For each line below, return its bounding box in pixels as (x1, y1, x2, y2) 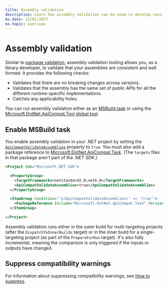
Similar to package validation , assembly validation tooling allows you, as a (5, 60, 157, 66)
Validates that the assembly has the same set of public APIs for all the (12, 85, 156, 91)
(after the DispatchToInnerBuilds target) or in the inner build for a (5, 229, 139, 235)
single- (140, 229, 155, 235)
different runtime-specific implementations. (12, 91, 102, 97)
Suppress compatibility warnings (5, 259, 111, 268)
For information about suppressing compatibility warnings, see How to (5, 272, 150, 278)
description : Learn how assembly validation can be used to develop (5, 12, 151, 17)
